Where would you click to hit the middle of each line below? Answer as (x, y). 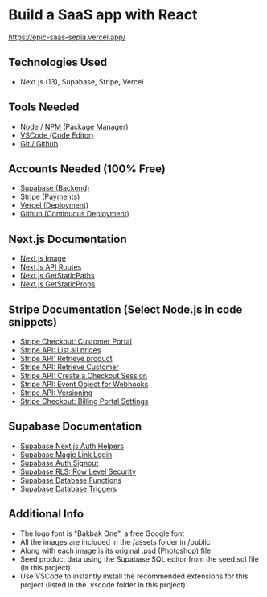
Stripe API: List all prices (60, 350)
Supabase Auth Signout (59, 463)
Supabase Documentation (75, 427)
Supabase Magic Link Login (66, 454)
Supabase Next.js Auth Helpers (72, 446)
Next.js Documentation (68, 239)
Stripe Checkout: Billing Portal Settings (84, 401)
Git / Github (39, 143)
